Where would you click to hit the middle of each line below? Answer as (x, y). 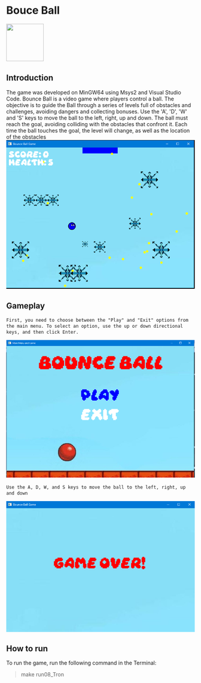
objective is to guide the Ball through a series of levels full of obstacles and (99, 105)
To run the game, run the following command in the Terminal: (81, 663)
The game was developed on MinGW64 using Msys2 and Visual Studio (94, 92)
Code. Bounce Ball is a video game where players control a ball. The (90, 99)
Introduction (30, 78)
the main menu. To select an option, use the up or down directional (95, 327)
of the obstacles (26, 137)
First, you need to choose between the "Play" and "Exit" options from (97, 321)
